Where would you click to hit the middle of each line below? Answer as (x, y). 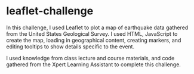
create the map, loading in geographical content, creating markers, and (94, 40)
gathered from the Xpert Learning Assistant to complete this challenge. (93, 64)
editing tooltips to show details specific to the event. (70, 47)
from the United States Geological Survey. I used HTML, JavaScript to (92, 33)
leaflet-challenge (50, 11)
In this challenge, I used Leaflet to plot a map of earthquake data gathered (97, 27)
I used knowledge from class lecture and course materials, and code (90, 58)
